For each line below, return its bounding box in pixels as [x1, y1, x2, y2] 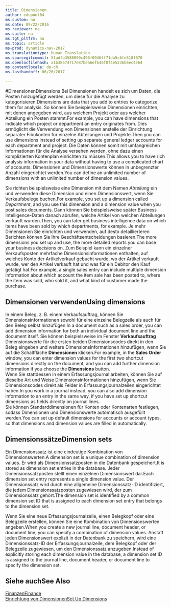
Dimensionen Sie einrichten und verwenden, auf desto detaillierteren [5, 228, 150, 235]
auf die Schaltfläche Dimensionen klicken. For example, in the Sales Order [5, 349, 162, 355]
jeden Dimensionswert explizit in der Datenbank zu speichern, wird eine [5, 535, 157, 541]
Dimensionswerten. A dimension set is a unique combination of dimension [5, 454, 160, 460]
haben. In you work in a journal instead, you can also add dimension [5, 387, 147, 393]
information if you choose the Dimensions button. [5, 366, 111, 372]
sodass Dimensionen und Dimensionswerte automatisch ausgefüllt [5, 409, 145, 415]
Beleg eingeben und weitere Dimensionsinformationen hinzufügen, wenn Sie [5, 344, 166, 350]
